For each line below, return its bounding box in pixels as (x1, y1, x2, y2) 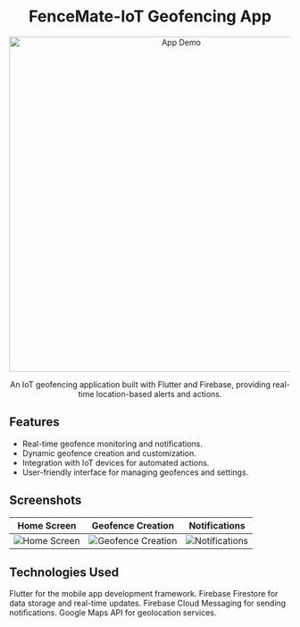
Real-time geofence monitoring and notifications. (21, 438, 204, 449)
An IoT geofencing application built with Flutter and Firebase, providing (10, 378, 271, 390)
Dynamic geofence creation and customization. (21, 447, 196, 458)
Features (9, 414, 60, 430)
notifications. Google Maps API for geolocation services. (9, 607, 217, 618)
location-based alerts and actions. (96, 388, 222, 399)
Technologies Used (9, 564, 119, 580)
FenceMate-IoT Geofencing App (28, 6, 272, 27)
